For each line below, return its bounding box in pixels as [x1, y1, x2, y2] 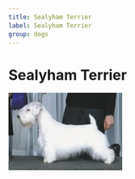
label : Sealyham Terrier [8, 21, 92, 30]
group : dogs [8, 30, 49, 38]
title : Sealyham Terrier [8, 13, 92, 21]
